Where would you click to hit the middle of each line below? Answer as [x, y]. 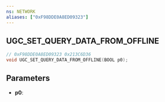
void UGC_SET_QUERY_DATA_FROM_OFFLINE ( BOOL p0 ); [67, 60]
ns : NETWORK [21, 11]
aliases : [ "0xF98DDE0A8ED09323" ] [47, 17]
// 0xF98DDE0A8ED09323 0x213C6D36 [49, 55]
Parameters [28, 78]
